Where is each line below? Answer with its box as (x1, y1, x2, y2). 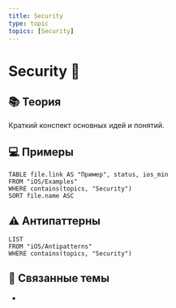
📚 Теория (8, 95, 62, 109)
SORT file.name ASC (8, 192, 75, 200)
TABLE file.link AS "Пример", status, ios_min (8, 171, 169, 179)
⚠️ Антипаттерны (8, 214, 101, 228)
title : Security (8, 11, 63, 20)
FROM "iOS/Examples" (8, 178, 79, 186)
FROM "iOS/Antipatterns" (8, 242, 92, 250)
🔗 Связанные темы (8, 272, 109, 285)
